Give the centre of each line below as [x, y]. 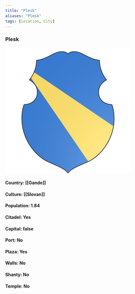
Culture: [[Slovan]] [25, 194]
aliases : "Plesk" [23, 16]
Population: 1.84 [23, 206]
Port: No [14, 240]
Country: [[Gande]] [26, 183]
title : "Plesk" [21, 11]
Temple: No [18, 286]
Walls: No [16, 263]
